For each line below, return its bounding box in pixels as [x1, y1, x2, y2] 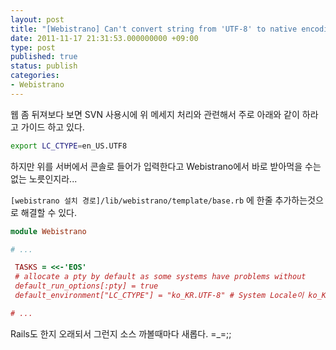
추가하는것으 [274, 194, 324, 206]
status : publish [10, 61, 78, 71]
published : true [10, 52, 78, 62]
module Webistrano [10, 226, 87, 236]
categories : [10, 71, 60, 81]
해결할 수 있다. [20, 206, 78, 218]
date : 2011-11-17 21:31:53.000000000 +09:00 [10, 33, 199, 43]
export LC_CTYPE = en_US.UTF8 [10, 141, 128, 151]
